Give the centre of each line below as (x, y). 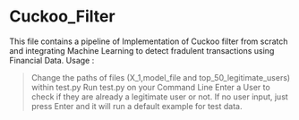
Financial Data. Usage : (52, 60)
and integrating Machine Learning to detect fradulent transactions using (142, 50)
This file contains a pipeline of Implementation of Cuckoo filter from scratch (149, 41)
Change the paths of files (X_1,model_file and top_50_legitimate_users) (161, 77)
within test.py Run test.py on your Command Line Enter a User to (150, 87)
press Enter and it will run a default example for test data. (137, 106)
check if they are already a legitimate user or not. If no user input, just (159, 97)
